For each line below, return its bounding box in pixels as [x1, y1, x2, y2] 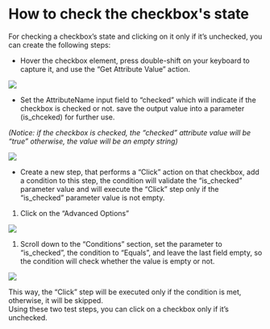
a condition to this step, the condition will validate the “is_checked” [19, 175, 243, 185]
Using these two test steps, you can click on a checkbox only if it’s [8, 304, 230, 314]
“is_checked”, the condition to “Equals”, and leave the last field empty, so [19, 248, 263, 257]
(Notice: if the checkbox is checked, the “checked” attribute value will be [8, 127, 251, 137]
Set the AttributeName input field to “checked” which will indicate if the [19, 94, 256, 105]
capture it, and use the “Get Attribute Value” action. [19, 64, 191, 73]
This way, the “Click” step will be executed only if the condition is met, [8, 287, 242, 297]
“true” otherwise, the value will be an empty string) [8, 136, 179, 146]
